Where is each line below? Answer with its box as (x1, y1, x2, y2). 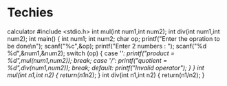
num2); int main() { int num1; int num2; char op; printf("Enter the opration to (7, 34, 220, 42)
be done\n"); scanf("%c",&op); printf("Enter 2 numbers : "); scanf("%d (7, 42, 207, 50)
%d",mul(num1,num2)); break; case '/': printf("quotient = (7, 56, 167, 64)
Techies (7, 5, 54, 20)
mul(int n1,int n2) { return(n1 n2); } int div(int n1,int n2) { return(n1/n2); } (7, 70, 205, 79)
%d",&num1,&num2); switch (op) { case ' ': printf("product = (7, 49, 175, 57)
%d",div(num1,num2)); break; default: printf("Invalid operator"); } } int (7, 63, 204, 72)
